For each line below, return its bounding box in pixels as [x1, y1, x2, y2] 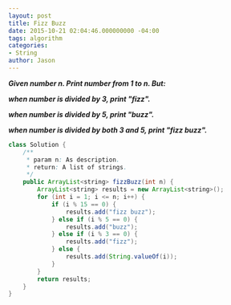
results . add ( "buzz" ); [65, 222, 138, 231]
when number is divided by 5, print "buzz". [8, 109, 155, 119]
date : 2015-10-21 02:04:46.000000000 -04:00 [8, 26, 160, 35]
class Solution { [8, 140, 67, 148]
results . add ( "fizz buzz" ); [65, 208, 156, 216]
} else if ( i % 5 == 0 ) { [51, 215, 138, 223]
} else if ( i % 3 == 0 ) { [51, 230, 138, 238]
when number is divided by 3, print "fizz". [8, 94, 151, 104]
